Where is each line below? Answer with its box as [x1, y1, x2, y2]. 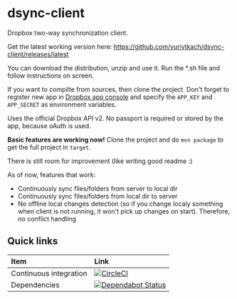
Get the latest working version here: [7, 42, 112, 51]
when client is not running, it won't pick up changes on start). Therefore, [17, 206, 230, 215]
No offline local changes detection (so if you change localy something [17, 199, 223, 208]
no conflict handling [17, 214, 77, 223]
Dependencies [11, 280, 60, 290]
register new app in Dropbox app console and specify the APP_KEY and [7, 93, 213, 101]
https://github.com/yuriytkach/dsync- [113, 42, 224, 51]
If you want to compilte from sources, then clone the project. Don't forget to [7, 85, 230, 93]
